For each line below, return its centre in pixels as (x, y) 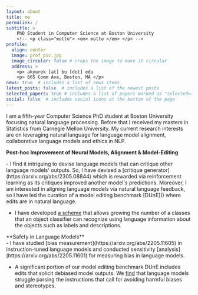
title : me (18, 17)
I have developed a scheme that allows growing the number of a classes (102, 213)
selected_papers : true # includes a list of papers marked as (84, 94)
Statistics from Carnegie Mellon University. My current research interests (95, 128)
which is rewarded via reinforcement (137, 176)
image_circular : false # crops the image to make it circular (89, 61)
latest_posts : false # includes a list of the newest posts (83, 88)
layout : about (24, 11)
